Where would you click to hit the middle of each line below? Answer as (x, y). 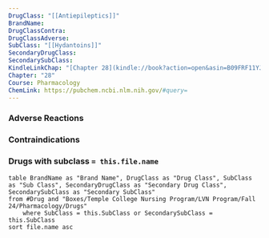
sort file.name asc (41, 227)
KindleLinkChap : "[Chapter (53, 68)
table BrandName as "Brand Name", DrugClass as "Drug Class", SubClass (130, 178)
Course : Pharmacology (44, 83)
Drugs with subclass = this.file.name (83, 161)
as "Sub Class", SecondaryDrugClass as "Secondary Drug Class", (118, 185)
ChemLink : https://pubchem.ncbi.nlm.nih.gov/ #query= (98, 90)
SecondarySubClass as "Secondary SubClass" (82, 192)
